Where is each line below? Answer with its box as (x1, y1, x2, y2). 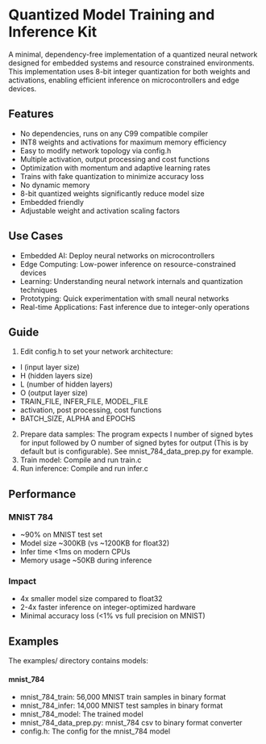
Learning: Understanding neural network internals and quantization (19, 276, 243, 286)
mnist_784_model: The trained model (19, 709, 143, 719)
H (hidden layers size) (19, 371, 94, 381)
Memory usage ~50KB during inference (19, 555, 152, 566)
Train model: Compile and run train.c (19, 455, 142, 465)
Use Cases (8, 229, 64, 243)
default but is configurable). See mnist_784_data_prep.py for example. (19, 446, 254, 457)
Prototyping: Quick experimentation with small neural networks (19, 293, 230, 303)
